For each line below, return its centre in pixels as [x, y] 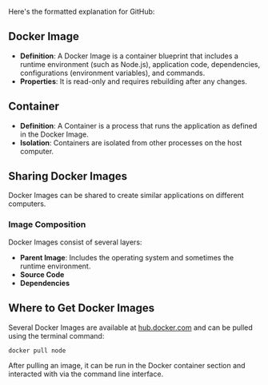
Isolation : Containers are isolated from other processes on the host [131, 142]
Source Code [42, 274]
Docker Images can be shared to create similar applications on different [126, 196]
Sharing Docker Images [68, 176]
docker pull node [37, 351]
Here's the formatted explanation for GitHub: [82, 12]
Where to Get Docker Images [82, 308]
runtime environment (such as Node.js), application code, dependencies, [140, 64]
